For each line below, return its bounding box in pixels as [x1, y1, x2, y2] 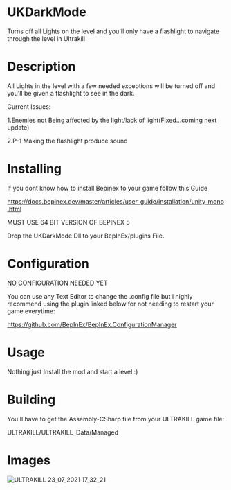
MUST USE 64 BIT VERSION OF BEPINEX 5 [7, 218, 130, 226]
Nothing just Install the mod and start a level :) [7, 367, 138, 376]
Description [7, 59, 76, 75]
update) [7, 123, 30, 132]
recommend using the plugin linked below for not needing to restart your [7, 299, 214, 308]
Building [7, 392, 56, 408]
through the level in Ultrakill [7, 34, 85, 42]
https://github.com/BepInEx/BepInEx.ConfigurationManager [7, 320, 178, 329]
